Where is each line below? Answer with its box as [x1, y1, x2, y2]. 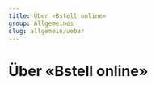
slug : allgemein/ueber [8, 27, 85, 35]
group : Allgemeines [8, 19, 74, 28]
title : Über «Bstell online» [8, 11, 107, 20]
